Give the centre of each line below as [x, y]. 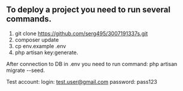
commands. [29, 19]
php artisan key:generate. [47, 52]
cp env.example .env [40, 46]
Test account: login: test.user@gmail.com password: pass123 [82, 81]
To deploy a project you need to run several [88, 10]
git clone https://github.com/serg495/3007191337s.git [81, 33]
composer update [37, 40]
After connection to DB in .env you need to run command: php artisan [92, 64]
